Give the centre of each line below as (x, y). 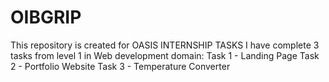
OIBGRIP (46, 17)
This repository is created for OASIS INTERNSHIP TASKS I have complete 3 (165, 45)
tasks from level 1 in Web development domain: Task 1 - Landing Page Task (165, 55)
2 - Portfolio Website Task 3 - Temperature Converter (120, 66)
